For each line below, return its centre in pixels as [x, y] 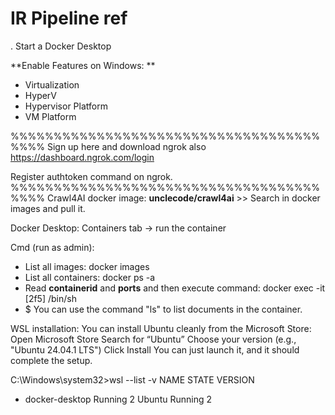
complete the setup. [51, 360]
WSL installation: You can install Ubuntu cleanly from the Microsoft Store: [161, 328]
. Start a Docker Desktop [61, 46]
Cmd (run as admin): [52, 247]
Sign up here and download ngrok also [126, 146]
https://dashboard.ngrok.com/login [82, 157]
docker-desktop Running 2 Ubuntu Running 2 [118, 399]
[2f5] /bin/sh [50, 298]
